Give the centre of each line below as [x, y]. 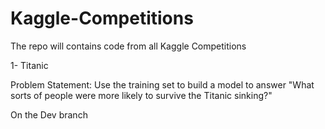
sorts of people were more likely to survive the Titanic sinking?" [141, 95]
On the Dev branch [49, 114]
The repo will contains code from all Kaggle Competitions [128, 46]
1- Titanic [29, 65]
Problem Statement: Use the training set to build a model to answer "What [162, 84]
